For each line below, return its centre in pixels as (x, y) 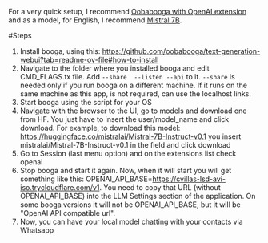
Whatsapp (37, 230)
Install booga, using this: (60, 51)
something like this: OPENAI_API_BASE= (86, 179)
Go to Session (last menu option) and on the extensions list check (128, 153)
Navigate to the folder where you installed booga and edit (114, 68)
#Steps (20, 36)
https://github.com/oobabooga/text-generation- (181, 51)
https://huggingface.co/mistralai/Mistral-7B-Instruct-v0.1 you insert (130, 136)
